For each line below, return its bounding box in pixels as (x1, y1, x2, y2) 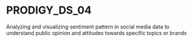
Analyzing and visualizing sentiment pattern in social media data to (6, 23, 170, 30)
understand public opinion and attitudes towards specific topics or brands (6, 29, 187, 36)
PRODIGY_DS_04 (6, 4, 92, 17)
